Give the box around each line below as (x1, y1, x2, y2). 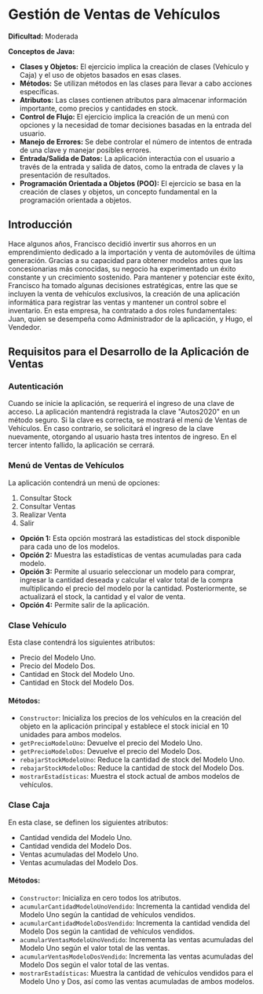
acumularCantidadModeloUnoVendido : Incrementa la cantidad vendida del (19, 901, 250, 911)
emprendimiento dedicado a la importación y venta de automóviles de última (8, 247, 256, 257)
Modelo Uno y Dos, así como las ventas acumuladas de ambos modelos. (19, 976, 255, 986)
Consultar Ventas (19, 501, 76, 511)
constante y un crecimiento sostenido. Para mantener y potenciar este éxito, (8, 272, 255, 282)
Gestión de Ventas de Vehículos (8, 5, 221, 24)
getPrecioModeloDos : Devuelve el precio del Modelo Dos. (19, 747, 203, 756)
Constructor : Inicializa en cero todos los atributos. (19, 893, 181, 902)
